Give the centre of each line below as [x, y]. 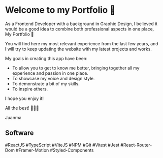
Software [19, 133]
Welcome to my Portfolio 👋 [60, 10]
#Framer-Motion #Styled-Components [55, 150]
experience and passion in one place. [50, 73]
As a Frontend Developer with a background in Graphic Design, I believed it [81, 24]
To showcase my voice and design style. [53, 78]
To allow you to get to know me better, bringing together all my [76, 68]
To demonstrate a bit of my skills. [46, 84]
